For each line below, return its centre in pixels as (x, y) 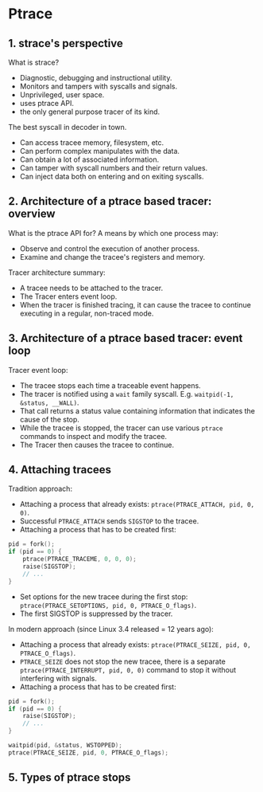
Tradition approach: (41, 489)
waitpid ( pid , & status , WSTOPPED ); (66, 746)
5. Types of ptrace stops (70, 778)
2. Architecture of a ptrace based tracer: (110, 201)
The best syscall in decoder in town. (68, 127)
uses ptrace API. (46, 103)
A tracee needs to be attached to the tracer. (91, 288)
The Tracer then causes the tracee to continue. (97, 445)
